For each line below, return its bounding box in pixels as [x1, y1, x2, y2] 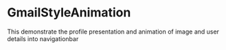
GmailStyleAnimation [7, 5, 131, 21]
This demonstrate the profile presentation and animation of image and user [7, 27, 220, 36]
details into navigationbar [7, 34, 79, 42]
